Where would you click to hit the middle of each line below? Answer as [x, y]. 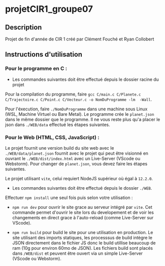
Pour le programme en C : [36, 68]
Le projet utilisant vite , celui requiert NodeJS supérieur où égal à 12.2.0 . [79, 178]
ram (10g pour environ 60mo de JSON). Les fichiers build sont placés [82, 248]
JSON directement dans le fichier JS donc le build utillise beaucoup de [84, 243]
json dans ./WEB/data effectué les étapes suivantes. [58, 125]
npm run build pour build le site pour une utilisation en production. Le [83, 232]
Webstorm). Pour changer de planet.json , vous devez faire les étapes [76, 164]
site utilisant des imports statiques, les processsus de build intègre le [82, 237]
